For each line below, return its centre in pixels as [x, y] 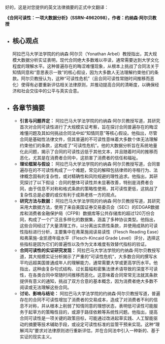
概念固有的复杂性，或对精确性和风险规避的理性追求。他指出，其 [89, 176]
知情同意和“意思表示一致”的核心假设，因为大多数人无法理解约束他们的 [83, 72]
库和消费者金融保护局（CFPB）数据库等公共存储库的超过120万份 [85, 213]
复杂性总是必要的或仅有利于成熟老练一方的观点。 [69, 194]
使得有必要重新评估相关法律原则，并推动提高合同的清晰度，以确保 [88, 84]
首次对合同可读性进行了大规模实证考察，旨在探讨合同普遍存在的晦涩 [89, 127]
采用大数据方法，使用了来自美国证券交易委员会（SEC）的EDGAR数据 [89, 207]
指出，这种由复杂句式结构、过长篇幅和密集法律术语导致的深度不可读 [89, 268]
